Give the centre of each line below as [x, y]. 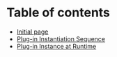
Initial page [32, 32]
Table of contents [58, 13]
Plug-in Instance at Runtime [56, 46]
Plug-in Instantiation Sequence [61, 38]
